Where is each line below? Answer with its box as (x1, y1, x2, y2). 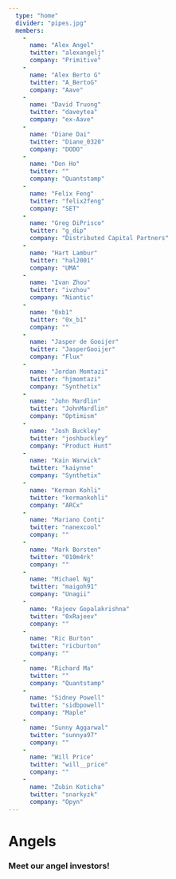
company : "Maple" (29, 709, 88, 717)
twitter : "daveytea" (29, 108, 98, 116)
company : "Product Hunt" (29, 442, 112, 450)
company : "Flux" (29, 353, 84, 361)
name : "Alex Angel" (29, 41, 94, 49)
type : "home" (15, 11, 59, 20)
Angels (8, 832, 57, 850)
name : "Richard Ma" (29, 664, 94, 672)
